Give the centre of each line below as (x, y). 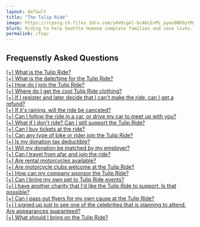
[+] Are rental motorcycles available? (51, 160)
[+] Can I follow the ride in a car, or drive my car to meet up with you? (91, 116)
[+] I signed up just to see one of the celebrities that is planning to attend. (96, 204)
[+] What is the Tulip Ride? (39, 72)
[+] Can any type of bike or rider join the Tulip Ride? (70, 135)
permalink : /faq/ (28, 34)
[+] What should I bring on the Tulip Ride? (57, 217)
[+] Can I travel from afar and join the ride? (59, 154)
